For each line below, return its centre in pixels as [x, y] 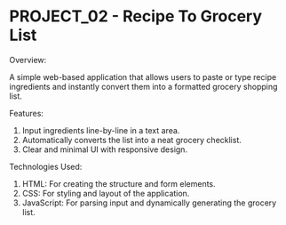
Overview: [28, 60]
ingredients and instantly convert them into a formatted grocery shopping [143, 86]
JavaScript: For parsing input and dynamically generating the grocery [149, 203]
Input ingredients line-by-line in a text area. [101, 130]
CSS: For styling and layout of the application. [106, 193]
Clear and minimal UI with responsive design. [105, 149]
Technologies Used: [46, 166]
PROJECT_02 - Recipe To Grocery [136, 16]
